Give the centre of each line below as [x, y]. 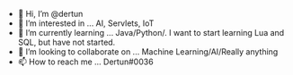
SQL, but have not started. [67, 42]
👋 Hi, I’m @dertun [50, 14]
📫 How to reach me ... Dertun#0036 [86, 62]
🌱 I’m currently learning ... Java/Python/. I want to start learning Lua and [151, 33]
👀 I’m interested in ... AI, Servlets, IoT [86, 23]
